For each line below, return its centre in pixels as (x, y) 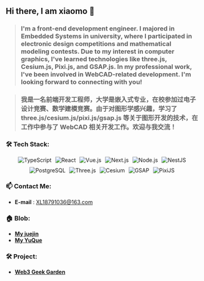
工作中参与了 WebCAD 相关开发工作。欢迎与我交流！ (98, 127)
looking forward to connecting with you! (82, 82)
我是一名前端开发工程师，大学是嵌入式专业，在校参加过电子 (108, 100)
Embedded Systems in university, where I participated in (106, 36)
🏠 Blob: (18, 218)
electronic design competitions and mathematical (96, 44)
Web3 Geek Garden (40, 272)
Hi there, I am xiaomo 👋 (50, 11)
